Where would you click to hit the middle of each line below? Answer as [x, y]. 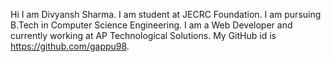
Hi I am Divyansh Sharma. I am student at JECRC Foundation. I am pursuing [166, 14]
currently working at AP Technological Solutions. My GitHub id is [143, 35]
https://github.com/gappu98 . [70, 46]
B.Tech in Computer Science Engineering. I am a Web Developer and [151, 25]
